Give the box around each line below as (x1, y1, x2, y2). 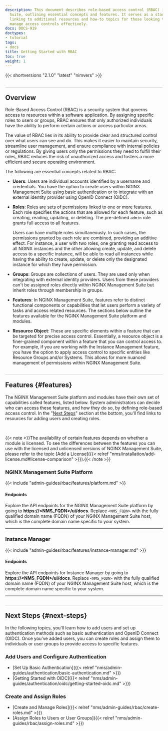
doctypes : (5, 31, 26, 36)
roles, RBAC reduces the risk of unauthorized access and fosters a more (5, 154, 154, 160)
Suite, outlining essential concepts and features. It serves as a (9, 12, 153, 17)
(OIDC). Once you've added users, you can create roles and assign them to (5, 635, 160, 641)
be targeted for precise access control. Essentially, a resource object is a (12, 333, 163, 339)
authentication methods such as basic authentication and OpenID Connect (5, 630, 158, 636)
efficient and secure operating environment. (5, 159, 96, 165)
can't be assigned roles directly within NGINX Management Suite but (12, 282, 154, 288)
